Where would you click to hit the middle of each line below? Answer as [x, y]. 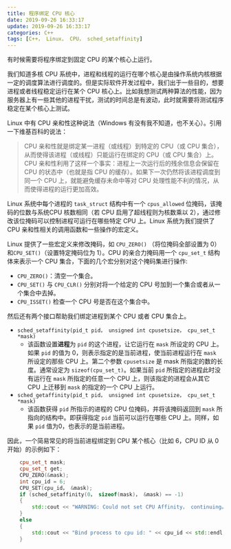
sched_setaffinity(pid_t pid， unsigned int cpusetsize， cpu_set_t [116, 330]
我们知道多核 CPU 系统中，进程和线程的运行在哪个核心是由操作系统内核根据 [114, 74]
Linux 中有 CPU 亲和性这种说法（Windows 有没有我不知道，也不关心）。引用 [114, 123]
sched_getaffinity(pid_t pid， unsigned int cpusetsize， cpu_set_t [116, 396]
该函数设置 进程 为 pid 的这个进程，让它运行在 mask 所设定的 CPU [118, 344]
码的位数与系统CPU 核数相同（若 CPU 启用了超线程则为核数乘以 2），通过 [111, 212]
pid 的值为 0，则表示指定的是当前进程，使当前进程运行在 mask [129, 353]
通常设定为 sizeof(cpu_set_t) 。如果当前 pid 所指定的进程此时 [127, 370]
